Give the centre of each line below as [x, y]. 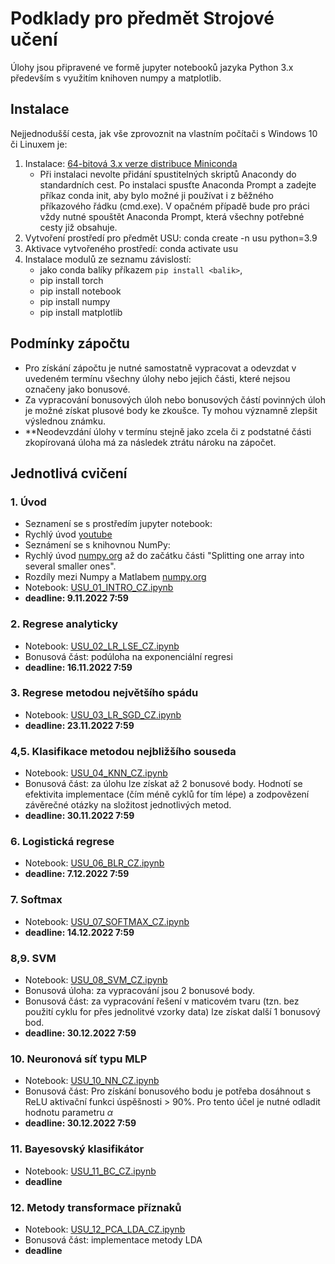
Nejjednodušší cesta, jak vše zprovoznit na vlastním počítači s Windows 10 [164, 133]
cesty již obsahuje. [78, 227]
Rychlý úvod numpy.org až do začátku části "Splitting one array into [164, 556]
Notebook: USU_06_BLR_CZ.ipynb [94, 863]
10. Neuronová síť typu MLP [79, 1059]
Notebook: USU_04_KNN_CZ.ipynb [96, 773]
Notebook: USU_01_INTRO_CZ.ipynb [99, 588]
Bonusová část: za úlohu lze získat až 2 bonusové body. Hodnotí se [163, 784]
